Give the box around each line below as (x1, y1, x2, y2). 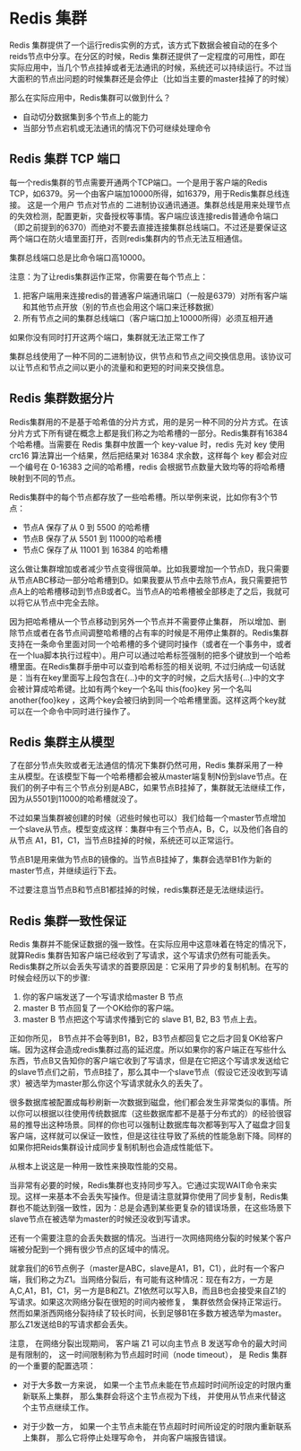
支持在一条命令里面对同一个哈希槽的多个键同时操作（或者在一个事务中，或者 (9, 638, 292, 649)
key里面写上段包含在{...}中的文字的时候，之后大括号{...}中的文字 (47, 672, 285, 683)
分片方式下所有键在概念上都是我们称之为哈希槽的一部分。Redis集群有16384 (9, 427, 288, 438)
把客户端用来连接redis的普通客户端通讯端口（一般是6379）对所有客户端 (21, 290, 288, 301)
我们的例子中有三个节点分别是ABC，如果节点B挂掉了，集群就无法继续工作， (9, 782, 290, 793)
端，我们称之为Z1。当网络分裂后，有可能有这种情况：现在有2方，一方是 (9, 1274, 274, 1285)
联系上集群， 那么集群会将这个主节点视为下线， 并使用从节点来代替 (30, 1391, 279, 1402)
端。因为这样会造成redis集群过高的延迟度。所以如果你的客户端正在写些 (9, 1045, 271, 1055)
